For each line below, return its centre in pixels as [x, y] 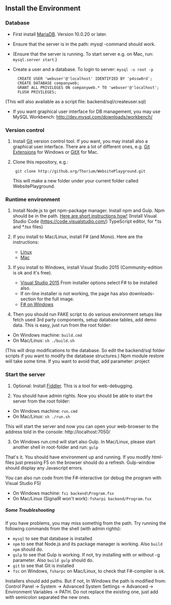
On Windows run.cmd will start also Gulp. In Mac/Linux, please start [84, 441]
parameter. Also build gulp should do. [53, 560]
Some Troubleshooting [30, 510]
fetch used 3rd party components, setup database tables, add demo [84, 320]
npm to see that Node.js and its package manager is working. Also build [88, 544]
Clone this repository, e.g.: [41, 162]
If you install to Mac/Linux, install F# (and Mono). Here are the [78, 237]
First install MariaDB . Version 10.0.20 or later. [60, 34]
